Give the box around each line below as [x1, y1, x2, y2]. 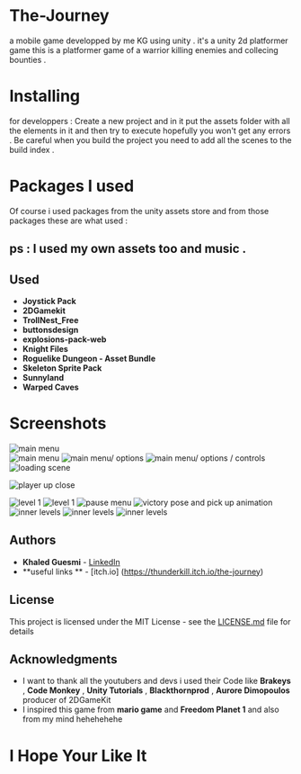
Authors [9, 533, 57, 548]
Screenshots [9, 413, 107, 434]
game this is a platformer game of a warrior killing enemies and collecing [9, 44, 279, 55]
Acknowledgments [9, 652, 119, 667]
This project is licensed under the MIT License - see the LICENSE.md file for [9, 616, 291, 626]
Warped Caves [22, 382, 79, 392]
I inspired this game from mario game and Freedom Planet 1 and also [22, 704, 280, 715]
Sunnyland [22, 373, 65, 383]
